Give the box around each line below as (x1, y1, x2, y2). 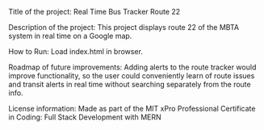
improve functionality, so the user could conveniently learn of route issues (8, 71, 255, 80)
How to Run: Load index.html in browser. (8, 47, 144, 56)
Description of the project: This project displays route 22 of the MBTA (8, 23, 240, 31)
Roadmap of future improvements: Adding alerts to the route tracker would (8, 62, 257, 72)
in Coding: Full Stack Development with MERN (8, 112, 161, 122)
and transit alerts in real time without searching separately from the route (8, 80, 252, 89)
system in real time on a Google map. (8, 31, 132, 40)
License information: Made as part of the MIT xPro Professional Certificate (8, 104, 256, 113)
